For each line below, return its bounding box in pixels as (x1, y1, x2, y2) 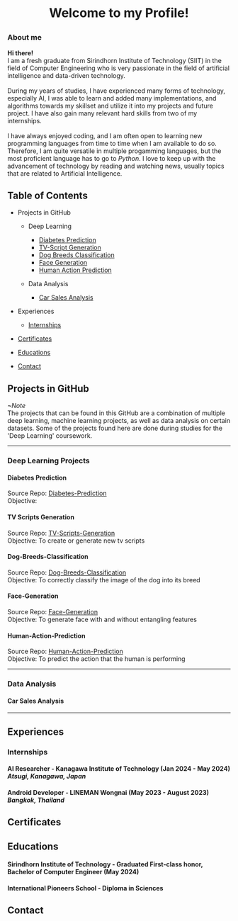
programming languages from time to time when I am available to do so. (7, 139, 217, 147)
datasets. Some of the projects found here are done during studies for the (7, 424, 223, 433)
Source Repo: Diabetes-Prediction (7, 489, 107, 497)
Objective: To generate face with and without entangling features (7, 615, 197, 623)
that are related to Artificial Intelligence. (7, 169, 123, 178)
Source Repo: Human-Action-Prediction (7, 647, 124, 656)
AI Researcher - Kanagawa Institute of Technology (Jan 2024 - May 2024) (7, 764, 230, 773)
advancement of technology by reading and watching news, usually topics (7, 162, 225, 170)
